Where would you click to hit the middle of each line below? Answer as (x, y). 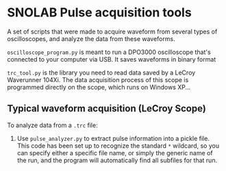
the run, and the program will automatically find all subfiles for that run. (117, 160)
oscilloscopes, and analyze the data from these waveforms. (91, 38)
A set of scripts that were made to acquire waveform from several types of (112, 31)
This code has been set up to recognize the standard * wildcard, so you (118, 146)
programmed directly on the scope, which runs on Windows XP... (99, 87)
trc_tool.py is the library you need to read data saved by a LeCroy (101, 73)
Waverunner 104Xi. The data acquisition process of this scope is (98, 79)
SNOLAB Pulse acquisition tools (99, 13)
